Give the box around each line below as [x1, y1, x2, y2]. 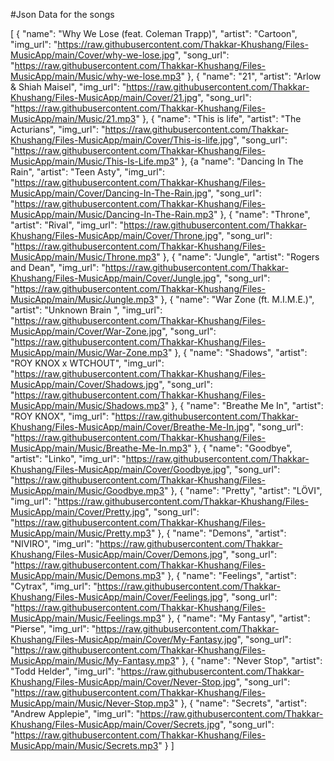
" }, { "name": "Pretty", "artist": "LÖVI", [164, 485, 323, 496]
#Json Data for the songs [10, 9, 115, 20]
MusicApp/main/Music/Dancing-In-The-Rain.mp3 [10, 209, 214, 220]
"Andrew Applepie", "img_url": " [10, 708, 141, 719]
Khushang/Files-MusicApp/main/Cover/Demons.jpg [10, 549, 223, 560]
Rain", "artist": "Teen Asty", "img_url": [10, 166, 166, 178]
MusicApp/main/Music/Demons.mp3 [10, 570, 162, 581]
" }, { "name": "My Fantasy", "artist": [161, 612, 311, 624]
